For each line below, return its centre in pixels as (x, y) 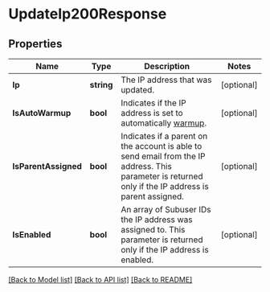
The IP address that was (166, 80)
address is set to (151, 113)
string (101, 85)
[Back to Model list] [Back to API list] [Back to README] (100, 280)
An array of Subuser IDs (166, 210)
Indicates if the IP (153, 103)
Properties (35, 44)
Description (167, 66)
